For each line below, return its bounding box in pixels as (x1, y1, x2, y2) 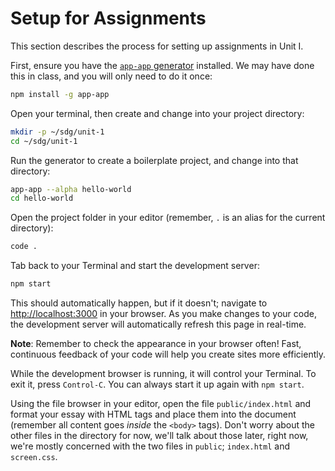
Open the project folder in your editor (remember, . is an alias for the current (10, 212, 326, 224)
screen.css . (10, 451, 58, 463)
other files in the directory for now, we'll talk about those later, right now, (10, 430, 309, 442)
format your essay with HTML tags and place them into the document (10, 408, 297, 421)
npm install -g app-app (10, 89, 110, 99)
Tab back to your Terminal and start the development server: (10, 260, 260, 272)
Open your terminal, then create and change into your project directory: (10, 107, 305, 119)
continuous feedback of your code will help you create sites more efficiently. (10, 348, 326, 361)
